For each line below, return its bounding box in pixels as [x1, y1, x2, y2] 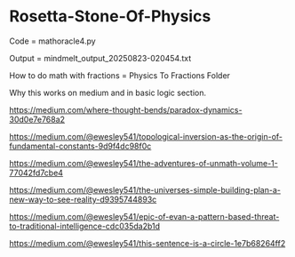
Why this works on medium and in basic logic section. [9, 87, 207, 98]
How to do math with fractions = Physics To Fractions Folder [9, 69, 231, 81]
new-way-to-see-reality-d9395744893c [9, 194, 157, 205]
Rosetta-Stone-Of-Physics [9, 6, 211, 27]
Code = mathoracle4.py [9, 36, 96, 46]
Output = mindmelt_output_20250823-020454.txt [9, 52, 192, 63]
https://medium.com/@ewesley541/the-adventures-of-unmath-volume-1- [9, 157, 278, 168]
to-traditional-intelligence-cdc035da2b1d [9, 221, 161, 231]
